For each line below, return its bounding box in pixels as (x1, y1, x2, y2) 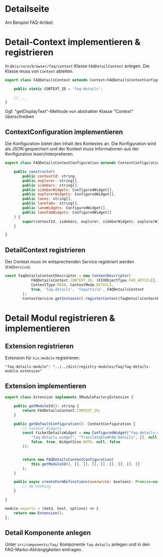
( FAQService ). (5, 264, 32, 270)
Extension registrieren (5, 342, 74, 350)
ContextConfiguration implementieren (5, 128, 123, 136)
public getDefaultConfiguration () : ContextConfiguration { (14, 421, 136, 427)
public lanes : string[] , (22, 196, 73, 202)
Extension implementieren (5, 382, 86, 390)
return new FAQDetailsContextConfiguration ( (22, 457, 114, 462)
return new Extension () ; (14, 510, 64, 516)
